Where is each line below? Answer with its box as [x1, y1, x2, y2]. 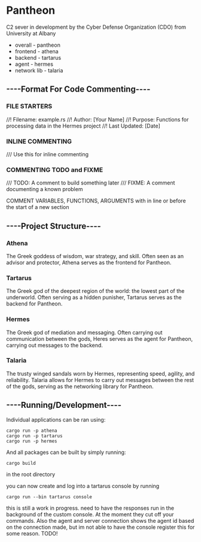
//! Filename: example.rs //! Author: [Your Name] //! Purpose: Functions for [6, 116, 189, 123]
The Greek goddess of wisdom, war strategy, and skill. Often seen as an [6, 252, 184, 259]
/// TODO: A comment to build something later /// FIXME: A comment [6, 179, 175, 186]
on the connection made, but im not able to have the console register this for [6, 523, 195, 531]
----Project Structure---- [6, 221, 102, 231]
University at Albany [6, 29, 56, 37]
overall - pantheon [14, 41, 61, 49]
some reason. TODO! [6, 529, 58, 537]
